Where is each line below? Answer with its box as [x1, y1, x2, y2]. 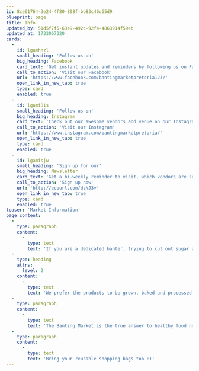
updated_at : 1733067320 [6, 31, 65, 37]
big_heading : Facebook [17, 58, 73, 64]
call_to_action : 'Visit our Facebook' [17, 69, 113, 75]
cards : [6, 36, 23, 42]
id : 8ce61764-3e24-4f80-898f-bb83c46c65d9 [6, 8, 113, 15]
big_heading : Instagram [17, 113, 76, 119]
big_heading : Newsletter [17, 168, 78, 175]
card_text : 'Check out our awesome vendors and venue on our [17, 119, 171, 125]
